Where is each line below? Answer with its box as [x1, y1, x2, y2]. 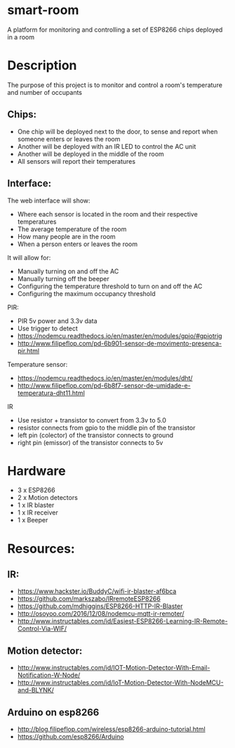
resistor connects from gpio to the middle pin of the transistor [17, 423, 196, 432]
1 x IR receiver [17, 508, 58, 517]
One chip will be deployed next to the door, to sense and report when [17, 127, 218, 136]
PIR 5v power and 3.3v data [17, 316, 98, 325]
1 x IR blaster [17, 501, 55, 510]
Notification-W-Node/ [17, 671, 81, 680]
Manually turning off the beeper [17, 274, 110, 283]
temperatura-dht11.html [17, 389, 86, 397]
